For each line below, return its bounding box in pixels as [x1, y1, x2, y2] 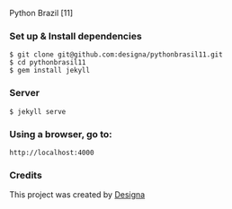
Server [9, 87, 40, 100]
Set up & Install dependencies [9, 30, 142, 42]
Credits [9, 169, 42, 181]
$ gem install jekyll [9, 66, 91, 75]
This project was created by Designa [9, 189, 146, 200]
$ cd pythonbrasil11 [9, 58, 87, 67]
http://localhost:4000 [9, 148, 94, 157]
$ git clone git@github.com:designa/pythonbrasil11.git [9, 50, 223, 59]
